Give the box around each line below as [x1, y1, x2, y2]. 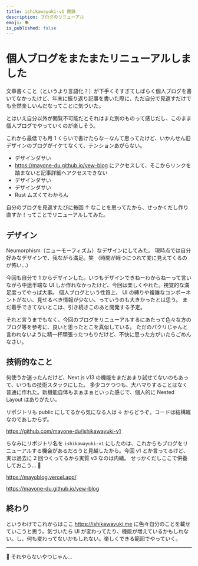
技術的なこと [6, 357, 53, 367]
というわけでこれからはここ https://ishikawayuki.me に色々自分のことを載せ [6, 520, 191, 527]
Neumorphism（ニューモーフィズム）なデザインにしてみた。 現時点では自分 [6, 247, 192, 254]
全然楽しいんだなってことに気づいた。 [11, 102, 104, 110]
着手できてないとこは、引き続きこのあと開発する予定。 [11, 304, 146, 310]
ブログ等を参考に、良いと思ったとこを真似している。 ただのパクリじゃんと [6, 323, 189, 330]
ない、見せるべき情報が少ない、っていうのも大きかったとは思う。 [21, 296, 181, 303]
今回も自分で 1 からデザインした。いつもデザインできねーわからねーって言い [6, 274, 192, 281]
